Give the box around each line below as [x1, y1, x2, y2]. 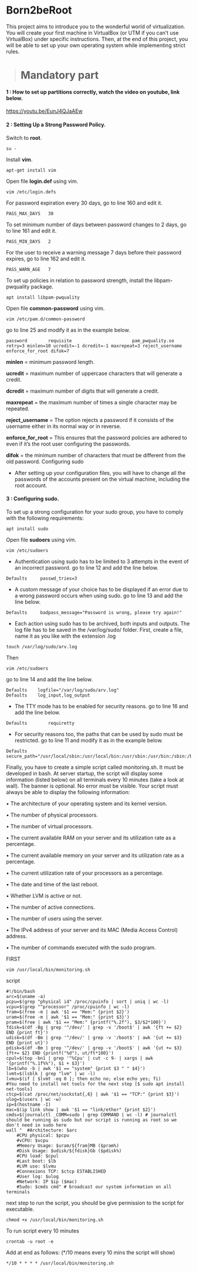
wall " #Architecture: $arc [6, 1127, 77, 1133]
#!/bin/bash [6, 988, 35, 994]
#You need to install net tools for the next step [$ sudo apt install [6, 1081, 185, 1087]
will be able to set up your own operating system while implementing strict [6, 42, 186, 49]
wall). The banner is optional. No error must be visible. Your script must [6, 782, 179, 789]
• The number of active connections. [6, 903, 96, 911]
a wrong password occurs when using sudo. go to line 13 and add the [14, 592, 183, 599]
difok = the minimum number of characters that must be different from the [6, 451, 186, 458]
